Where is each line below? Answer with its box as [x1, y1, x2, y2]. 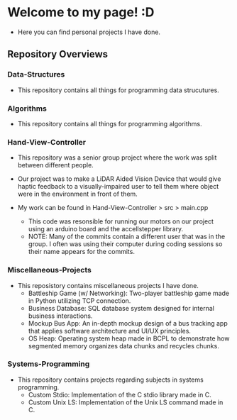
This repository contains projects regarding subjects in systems [17, 375, 204, 384]
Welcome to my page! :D [7, 4, 155, 21]
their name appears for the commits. [28, 248, 135, 256]
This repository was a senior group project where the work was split [17, 153, 217, 162]
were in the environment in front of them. [17, 189, 138, 199]
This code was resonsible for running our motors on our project [28, 217, 214, 226]
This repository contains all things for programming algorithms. [17, 119, 202, 128]
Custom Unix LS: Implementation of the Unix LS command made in [28, 398, 224, 407]
